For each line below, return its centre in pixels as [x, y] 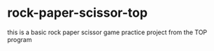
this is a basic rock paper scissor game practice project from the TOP [107, 32]
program [20, 39]
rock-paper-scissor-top [78, 13]
